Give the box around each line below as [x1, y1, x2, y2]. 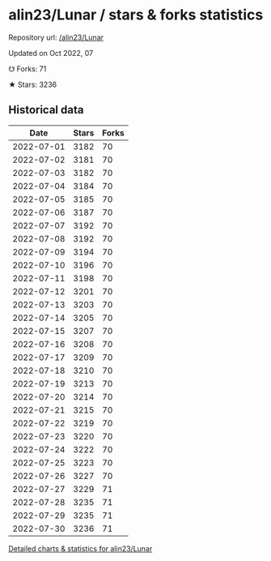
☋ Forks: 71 [8, 63, 47, 74]
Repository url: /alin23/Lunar [8, 32, 104, 42]
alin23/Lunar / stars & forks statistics [8, 6, 264, 24]
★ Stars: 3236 [8, 79, 57, 89]
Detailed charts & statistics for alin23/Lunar [8, 543, 153, 553]
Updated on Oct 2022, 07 [8, 48, 94, 58]
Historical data [8, 103, 84, 117]
